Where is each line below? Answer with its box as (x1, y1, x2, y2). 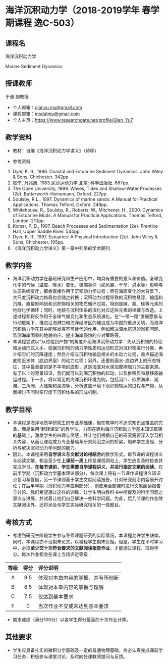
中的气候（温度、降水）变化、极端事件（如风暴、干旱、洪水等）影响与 (17, 282, 163, 288)
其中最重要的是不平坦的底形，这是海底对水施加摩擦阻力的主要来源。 (21, 364, 163, 370)
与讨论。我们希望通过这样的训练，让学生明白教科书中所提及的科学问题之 (12, 489, 163, 495)
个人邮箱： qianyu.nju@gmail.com (12, 104, 82, 110)
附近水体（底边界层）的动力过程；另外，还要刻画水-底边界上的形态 (17, 357, 156, 364)
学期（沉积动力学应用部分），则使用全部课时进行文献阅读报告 (34, 483, 161, 489)
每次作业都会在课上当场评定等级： (21, 551, 92, 557)
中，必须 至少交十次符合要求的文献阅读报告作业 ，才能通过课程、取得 (12, 545, 154, 551)
